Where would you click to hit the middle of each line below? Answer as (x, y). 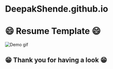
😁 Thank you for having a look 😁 (56, 60)
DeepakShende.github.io (56, 9)
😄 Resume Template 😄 (53, 31)
